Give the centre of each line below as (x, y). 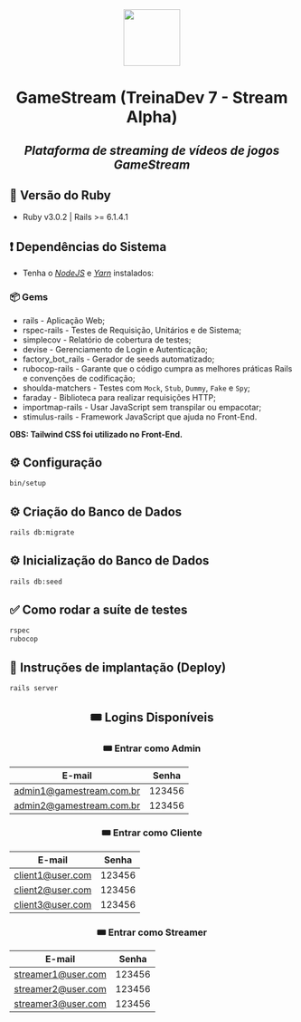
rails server (34, 688)
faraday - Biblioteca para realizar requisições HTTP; (119, 397)
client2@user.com (53, 890)
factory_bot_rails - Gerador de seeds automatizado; (118, 359)
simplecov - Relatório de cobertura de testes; (107, 340)
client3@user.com (53, 904)
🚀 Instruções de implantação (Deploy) (118, 667)
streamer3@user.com (60, 1004)
